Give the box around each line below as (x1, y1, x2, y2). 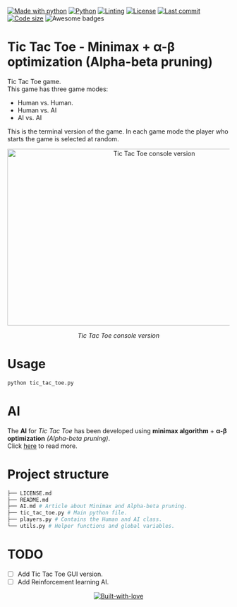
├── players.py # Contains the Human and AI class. (7, 516, 162, 523)
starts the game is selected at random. (7, 134, 119, 143)
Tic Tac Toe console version (77, 331, 160, 339)
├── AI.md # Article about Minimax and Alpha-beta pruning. (7, 502, 188, 510)
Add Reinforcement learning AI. (17, 577, 109, 586)
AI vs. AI (17, 113, 42, 122)
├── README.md (7, 496, 49, 503)
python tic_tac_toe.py (7, 379, 74, 387)
